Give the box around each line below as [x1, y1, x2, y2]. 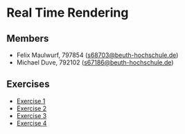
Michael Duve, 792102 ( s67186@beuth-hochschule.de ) [16, 58, 174, 67]
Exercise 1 [16, 97, 46, 105]
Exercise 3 [16, 111, 47, 119]
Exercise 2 [16, 104, 47, 112]
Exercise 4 [16, 119, 47, 127]
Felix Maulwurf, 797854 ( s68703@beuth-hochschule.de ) [16, 51, 179, 59]
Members [6, 33, 49, 44]
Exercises [6, 78, 50, 90]
